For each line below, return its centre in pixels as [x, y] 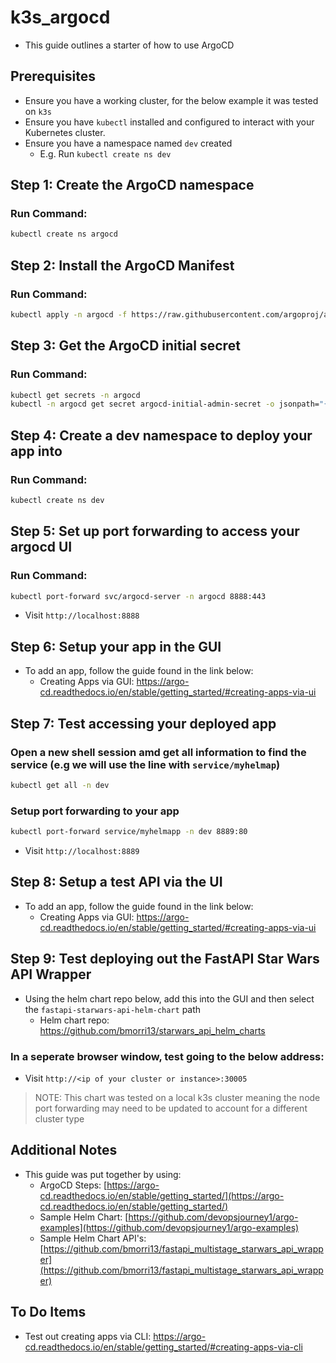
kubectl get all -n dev [60, 785]
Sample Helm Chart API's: [93, 1238]
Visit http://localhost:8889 [82, 850]
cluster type [59, 1118]
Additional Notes [64, 1150]
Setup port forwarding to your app [95, 811]
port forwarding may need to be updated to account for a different [171, 1108]
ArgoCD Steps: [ [73, 1185]
